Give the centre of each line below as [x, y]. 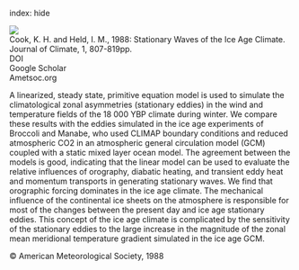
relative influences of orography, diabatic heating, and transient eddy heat [146, 171]
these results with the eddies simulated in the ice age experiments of [136, 124]
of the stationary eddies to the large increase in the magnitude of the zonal [147, 229]
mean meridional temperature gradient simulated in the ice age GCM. [137, 238]
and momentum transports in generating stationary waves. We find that [141, 181]
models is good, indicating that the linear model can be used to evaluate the [149, 162]
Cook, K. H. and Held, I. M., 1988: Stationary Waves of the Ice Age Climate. [147, 39]
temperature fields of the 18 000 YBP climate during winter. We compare [144, 114]
